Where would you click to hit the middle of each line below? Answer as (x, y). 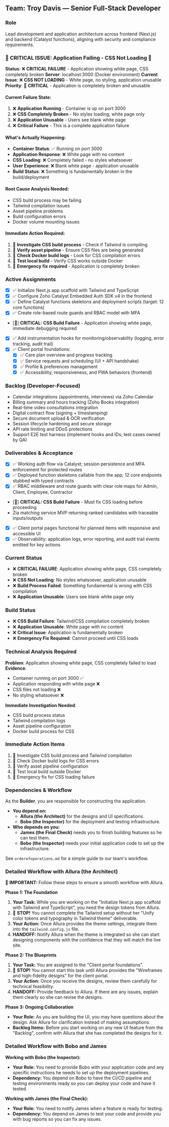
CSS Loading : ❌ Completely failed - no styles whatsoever (72, 160)
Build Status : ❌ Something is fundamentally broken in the (72, 171)
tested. (20, 1088)
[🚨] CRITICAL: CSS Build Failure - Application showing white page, (82, 323)
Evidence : (16, 668)
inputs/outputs (28, 518)
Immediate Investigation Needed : (41, 705)
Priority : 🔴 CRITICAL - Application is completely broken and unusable (78, 85)
